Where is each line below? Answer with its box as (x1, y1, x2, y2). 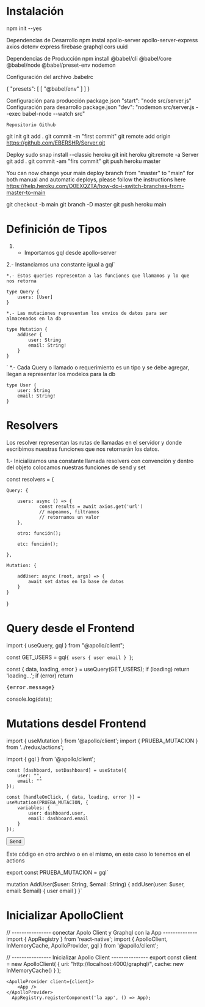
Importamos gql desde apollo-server (24, 249, 117, 256)
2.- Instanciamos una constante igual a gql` (6, 260, 115, 268)
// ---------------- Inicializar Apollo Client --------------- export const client (6, 954, 197, 961)
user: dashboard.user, (28, 810, 86, 816)
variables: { (17, 804, 51, 811)
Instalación (6, 4, 64, 18)
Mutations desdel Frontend (6, 717, 146, 730)
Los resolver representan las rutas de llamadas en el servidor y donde (6, 439, 182, 446)
